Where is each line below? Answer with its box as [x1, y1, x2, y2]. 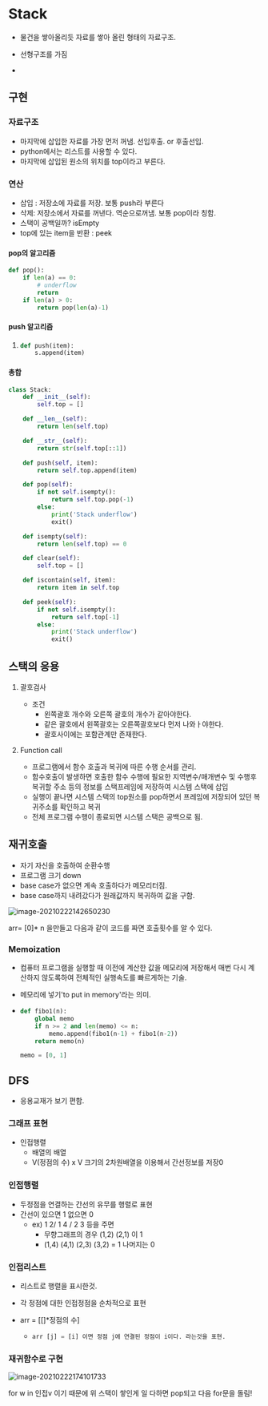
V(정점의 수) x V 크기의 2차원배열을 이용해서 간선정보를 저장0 [31, 1158, 224, 1167]
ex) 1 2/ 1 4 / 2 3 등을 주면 [31, 1219, 114, 1229]
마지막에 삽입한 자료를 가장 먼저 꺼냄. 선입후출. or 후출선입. [19, 136, 204, 146]
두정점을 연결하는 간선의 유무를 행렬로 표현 [19, 1199, 154, 1209]
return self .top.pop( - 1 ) [50, 496, 134, 504]
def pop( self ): [22, 481, 74, 489]
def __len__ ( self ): [22, 415, 88, 423]
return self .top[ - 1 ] [50, 613, 120, 621]
